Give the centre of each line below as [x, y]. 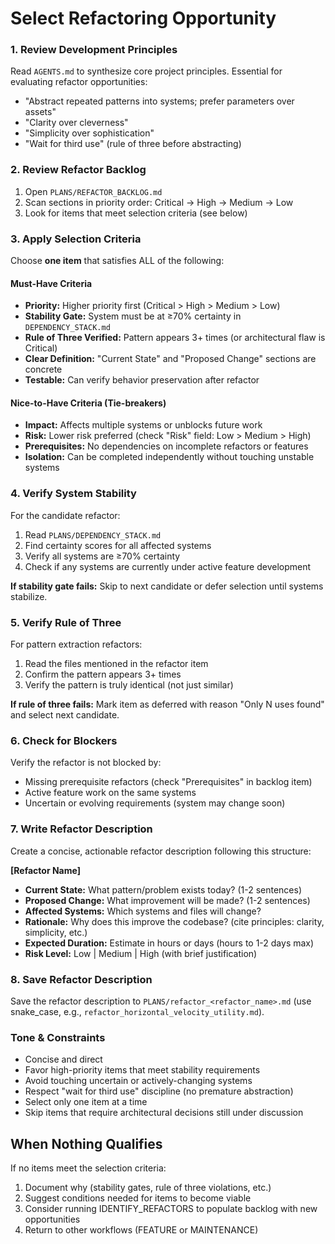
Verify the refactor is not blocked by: [86, 763]
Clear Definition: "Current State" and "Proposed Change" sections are [170, 359]
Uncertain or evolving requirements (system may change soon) [155, 803]
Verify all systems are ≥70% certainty [102, 556]
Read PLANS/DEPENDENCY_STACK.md [93, 534]
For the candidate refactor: [65, 515]
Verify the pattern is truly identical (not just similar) [129, 685]
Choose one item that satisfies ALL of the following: [117, 261]
